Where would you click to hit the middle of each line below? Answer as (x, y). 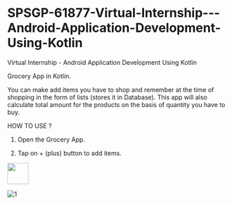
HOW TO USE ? (30, 125)
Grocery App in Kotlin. (39, 76)
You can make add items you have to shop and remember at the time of (111, 89)
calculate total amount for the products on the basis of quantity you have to (116, 104)
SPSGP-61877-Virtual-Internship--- (114, 13)
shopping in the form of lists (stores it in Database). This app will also (107, 97)
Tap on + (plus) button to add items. (69, 153)
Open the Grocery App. (51, 139)
